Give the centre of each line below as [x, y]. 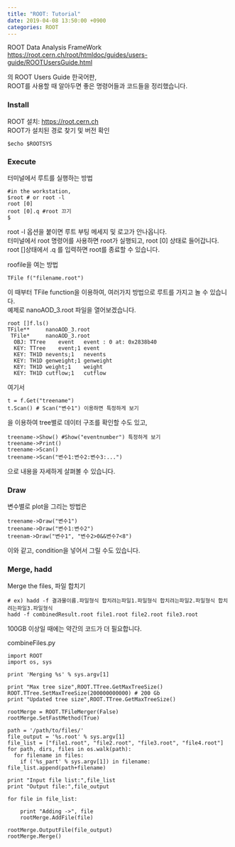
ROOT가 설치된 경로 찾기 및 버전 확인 [59, 130]
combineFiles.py [31, 643]
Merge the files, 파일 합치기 [47, 586]
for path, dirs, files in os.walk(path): [70, 749]
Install [18, 105]
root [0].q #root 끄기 [39, 211]
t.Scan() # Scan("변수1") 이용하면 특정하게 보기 [73, 408]
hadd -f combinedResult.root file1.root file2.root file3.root [103, 614]
